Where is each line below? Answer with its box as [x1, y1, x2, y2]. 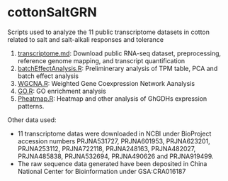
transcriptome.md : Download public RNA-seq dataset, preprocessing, [17, 49, 222, 57]
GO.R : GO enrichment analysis [17, 87, 106, 95]
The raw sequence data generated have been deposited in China [17, 159, 207, 168]
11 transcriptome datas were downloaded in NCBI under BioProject [17, 129, 212, 138]
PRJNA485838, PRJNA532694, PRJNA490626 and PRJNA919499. [17, 152, 214, 160]
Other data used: [7, 115, 57, 124]
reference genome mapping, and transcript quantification [17, 56, 186, 65]
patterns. [17, 102, 45, 110]
